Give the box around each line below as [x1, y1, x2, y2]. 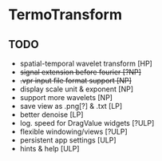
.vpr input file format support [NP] [19, 76, 132, 85]
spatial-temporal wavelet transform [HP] [19, 58, 153, 68]
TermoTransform [8, 6, 122, 24]
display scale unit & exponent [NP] [19, 84, 134, 94]
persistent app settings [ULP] [19, 135, 117, 145]
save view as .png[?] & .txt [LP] [19, 102, 123, 111]
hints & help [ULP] [19, 144, 80, 153]
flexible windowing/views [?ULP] [19, 127, 128, 136]
